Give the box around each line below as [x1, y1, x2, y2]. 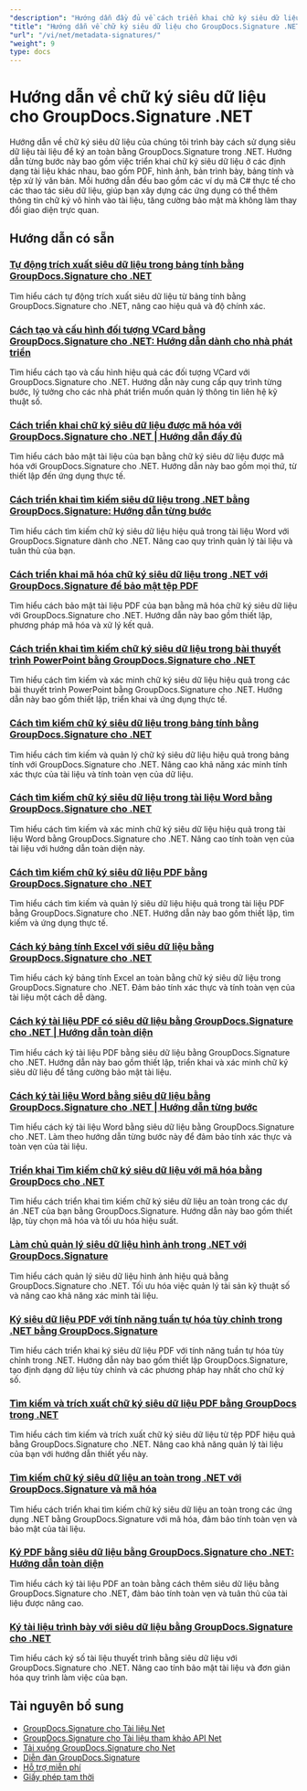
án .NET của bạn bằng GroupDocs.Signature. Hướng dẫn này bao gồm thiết [9, 1206, 293, 1217]
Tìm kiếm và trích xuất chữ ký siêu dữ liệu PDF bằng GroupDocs [9, 1397, 297, 1410]
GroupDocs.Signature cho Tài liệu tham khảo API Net [22, 1732, 222, 1743]
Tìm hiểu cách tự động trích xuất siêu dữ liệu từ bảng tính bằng [9, 290, 247, 302]
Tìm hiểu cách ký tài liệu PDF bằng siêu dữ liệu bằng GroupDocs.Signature [9, 1046, 291, 1057]
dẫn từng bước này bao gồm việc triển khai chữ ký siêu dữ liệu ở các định [9, 156, 286, 167]
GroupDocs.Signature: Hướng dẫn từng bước [9, 505, 212, 518]
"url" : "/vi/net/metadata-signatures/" [9, 30, 162, 39]
